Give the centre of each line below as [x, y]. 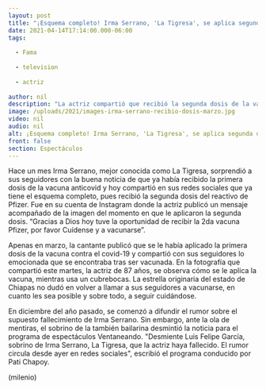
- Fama [26, 52]
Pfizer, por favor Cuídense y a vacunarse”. [77, 230]
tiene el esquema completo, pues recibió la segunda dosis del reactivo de [128, 196]
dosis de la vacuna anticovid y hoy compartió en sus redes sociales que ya [131, 188]
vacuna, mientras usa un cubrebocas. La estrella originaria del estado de [127, 279]
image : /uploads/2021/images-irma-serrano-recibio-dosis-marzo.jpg [122, 112]
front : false [30, 141]
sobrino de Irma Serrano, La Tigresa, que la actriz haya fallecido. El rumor [129, 345]
